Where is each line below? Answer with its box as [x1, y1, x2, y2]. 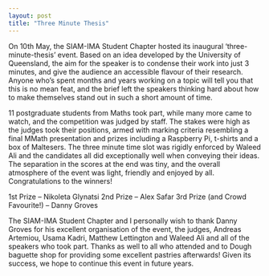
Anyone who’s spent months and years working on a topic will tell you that [8, 75, 254, 85]
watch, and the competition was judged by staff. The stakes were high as [8, 116, 251, 126]
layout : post [8, 11, 52, 20]
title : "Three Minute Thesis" [8, 19, 110, 27]
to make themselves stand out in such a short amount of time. [8, 92, 213, 102]
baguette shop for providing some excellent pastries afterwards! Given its [8, 250, 251, 259]
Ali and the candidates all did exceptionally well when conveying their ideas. [8, 150, 260, 160]
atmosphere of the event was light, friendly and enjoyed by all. [8, 168, 215, 177]
